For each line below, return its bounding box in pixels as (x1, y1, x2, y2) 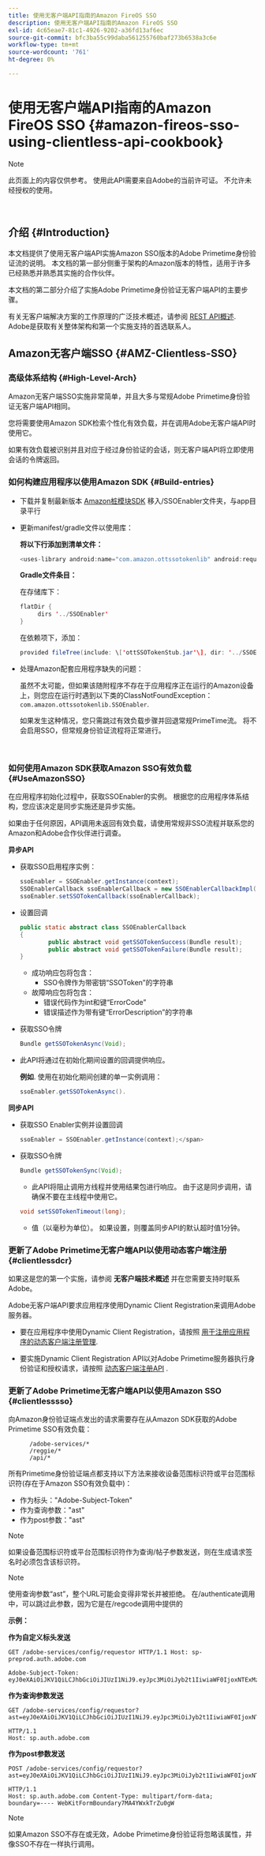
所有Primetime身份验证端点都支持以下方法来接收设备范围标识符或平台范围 (8, 1469, 248, 1479)
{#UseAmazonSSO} (8, 773, 86, 784)
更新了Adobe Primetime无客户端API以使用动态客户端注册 (8, 1244, 227, 1255)
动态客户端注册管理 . (33, 1337, 99, 1346)
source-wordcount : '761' (8, 48, 90, 56)
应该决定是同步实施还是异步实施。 (28, 802, 140, 812)
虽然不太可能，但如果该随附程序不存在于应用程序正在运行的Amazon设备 (19, 681, 254, 690)
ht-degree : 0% (8, 56, 55, 64)
